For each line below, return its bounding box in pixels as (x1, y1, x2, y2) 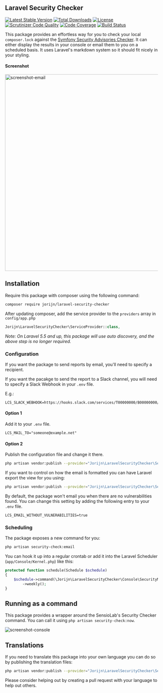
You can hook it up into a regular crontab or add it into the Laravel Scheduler (5, 553, 158, 559)
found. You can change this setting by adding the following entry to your (5, 498, 149, 504)
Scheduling (5, 524, 33, 531)
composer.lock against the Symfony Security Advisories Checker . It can (5, 36, 147, 42)
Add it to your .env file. (5, 421, 51, 427)
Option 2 (5, 441, 23, 446)
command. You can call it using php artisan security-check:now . (5, 618, 135, 623)
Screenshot (5, 63, 29, 69)
